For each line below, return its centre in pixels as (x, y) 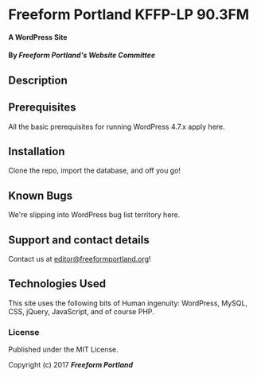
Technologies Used (57, 284)
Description (38, 80)
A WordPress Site (38, 37)
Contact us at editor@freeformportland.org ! (80, 259)
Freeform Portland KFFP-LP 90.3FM (129, 15)
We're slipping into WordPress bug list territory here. (94, 215)
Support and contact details (79, 240)
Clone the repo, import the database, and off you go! (95, 171)
